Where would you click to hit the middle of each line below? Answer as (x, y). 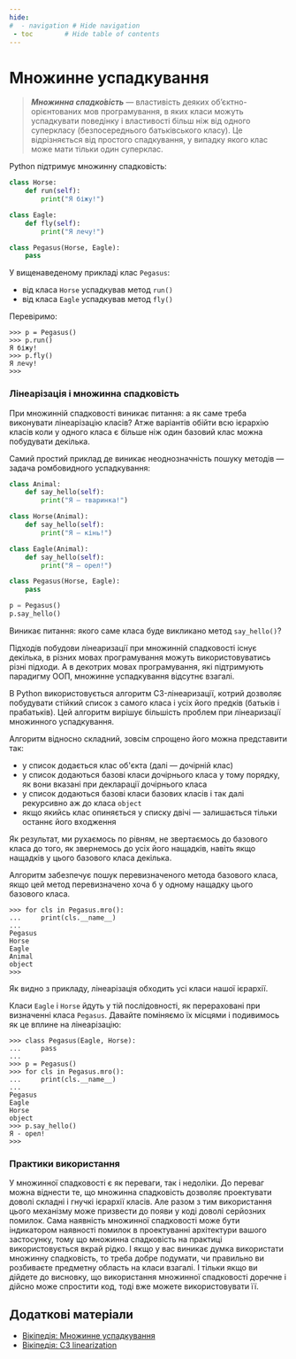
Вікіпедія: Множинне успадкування (89, 1336)
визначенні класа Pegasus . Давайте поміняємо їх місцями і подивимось (144, 1014)
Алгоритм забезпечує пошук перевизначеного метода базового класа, (144, 874)
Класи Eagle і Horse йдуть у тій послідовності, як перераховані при (135, 1006)
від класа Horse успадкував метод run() (98, 290)
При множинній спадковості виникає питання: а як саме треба (128, 413)
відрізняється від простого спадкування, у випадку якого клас (149, 140)
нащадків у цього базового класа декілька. (91, 858)
